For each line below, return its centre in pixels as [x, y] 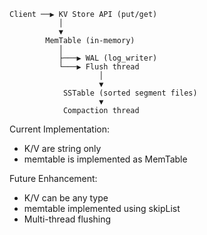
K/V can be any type [66, 198]
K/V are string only [62, 148]
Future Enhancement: [53, 178]
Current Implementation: [60, 129]
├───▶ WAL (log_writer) [108, 58]
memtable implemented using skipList [102, 208]
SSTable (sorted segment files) [130, 93]
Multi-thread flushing [67, 219]
